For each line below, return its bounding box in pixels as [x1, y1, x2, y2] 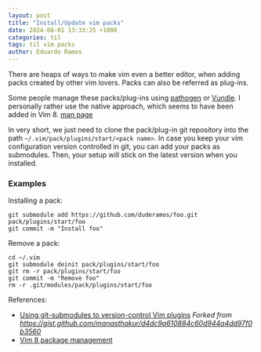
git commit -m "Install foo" [8, 225, 103, 233]
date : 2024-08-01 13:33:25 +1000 [8, 26, 118, 34]
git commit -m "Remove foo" [8, 274, 100, 283]
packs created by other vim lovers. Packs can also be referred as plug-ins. [8, 78, 249, 87]
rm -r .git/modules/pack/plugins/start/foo [8, 281, 153, 289]
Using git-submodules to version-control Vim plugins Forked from [19, 310, 233, 320]
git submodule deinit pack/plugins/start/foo [8, 261, 159, 269]
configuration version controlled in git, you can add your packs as [8, 142, 221, 151]
